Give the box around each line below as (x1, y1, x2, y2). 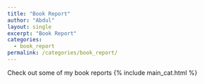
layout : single (7, 23, 52, 30)
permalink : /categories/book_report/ (7, 50, 118, 57)
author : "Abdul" (7, 17, 55, 24)
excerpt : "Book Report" (7, 29, 77, 37)
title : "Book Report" (7, 10, 71, 17)
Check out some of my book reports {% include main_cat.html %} (7, 68, 198, 77)
